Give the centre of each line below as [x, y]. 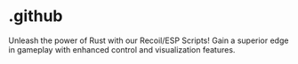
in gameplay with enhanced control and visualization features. [122, 49]
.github [36, 16]
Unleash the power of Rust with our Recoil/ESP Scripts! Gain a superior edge [149, 40]
